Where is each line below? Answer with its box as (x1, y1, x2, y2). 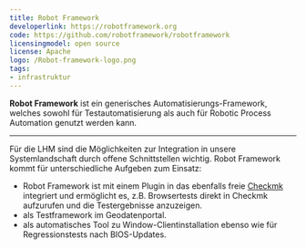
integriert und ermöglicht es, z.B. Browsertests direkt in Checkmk (22, 190, 269, 201)
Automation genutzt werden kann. (9, 117, 138, 128)
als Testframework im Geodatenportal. (22, 209, 167, 220)
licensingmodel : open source (9, 38, 120, 48)
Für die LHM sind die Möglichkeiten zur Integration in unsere (9, 143, 237, 154)
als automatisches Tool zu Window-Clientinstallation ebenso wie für (22, 219, 278, 230)
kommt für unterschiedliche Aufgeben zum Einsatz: (9, 162, 202, 173)
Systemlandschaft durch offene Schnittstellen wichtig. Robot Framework (9, 152, 280, 164)
